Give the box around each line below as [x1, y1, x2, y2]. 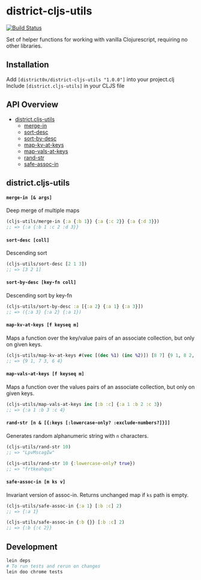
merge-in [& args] [6, 195, 52, 201]
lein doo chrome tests [6, 569, 63, 575]
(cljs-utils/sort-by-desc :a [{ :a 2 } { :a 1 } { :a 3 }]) [6, 304, 144, 310]
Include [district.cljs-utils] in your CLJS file [6, 82, 125, 89]
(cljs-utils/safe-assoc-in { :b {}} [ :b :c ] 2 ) [6, 519, 125, 525]
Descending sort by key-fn [6, 292, 73, 299]
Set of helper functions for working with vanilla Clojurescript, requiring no [6, 36, 188, 43]
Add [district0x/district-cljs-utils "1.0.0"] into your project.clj [6, 75, 175, 83]
